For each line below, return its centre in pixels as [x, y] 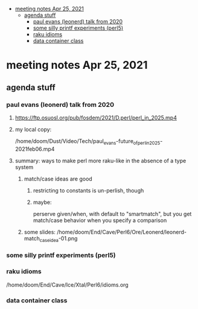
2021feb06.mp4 [35, 149]
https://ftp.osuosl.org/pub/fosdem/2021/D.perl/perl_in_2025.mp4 [96, 118]
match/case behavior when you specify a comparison [100, 220]
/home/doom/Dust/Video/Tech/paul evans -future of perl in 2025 [88, 142]
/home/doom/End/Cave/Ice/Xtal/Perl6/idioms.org [67, 285]
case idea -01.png [59, 239]
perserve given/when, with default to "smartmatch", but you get [112, 214]
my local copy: [33, 129]
